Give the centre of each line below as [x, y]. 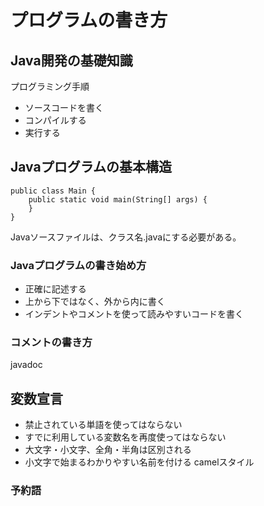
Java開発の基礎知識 [71, 60]
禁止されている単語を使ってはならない [103, 425]
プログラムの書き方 [89, 20]
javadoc [26, 365]
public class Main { [53, 191]
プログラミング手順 [50, 86]
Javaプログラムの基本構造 [91, 167]
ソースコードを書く [64, 107]
